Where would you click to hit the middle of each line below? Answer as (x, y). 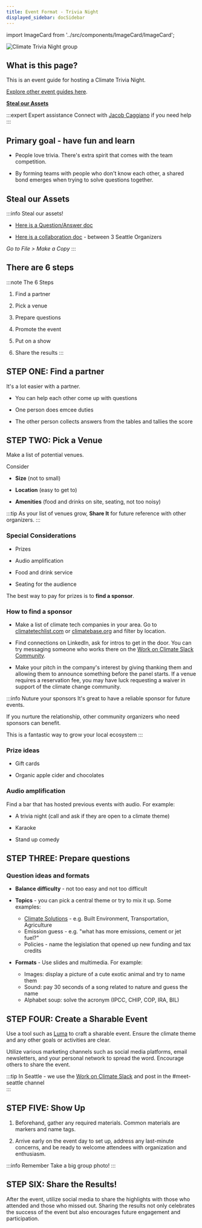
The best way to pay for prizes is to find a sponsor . (70, 596)
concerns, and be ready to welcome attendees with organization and (101, 1147)
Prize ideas (23, 750)
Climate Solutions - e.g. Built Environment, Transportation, (96, 919)
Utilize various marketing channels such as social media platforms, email (97, 1052)
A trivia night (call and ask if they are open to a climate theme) (92, 816)
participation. (23, 1218)
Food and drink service (44, 572)
